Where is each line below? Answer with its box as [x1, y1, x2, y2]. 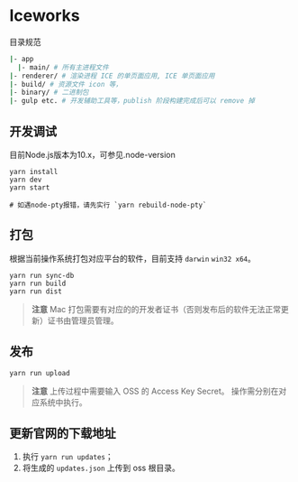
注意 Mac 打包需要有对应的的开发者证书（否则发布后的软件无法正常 [31, 303, 282, 314]
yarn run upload [9, 368, 70, 377]
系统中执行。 [39, 396, 87, 407]
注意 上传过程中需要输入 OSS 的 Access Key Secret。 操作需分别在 [31, 385, 279, 396]
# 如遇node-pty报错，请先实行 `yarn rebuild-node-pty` [9, 200, 207, 209]
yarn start [9, 183, 50, 192]
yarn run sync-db [9, 271, 75, 280]
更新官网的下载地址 [9, 426, 116, 441]
